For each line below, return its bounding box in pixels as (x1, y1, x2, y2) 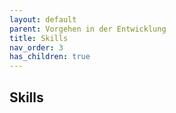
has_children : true (9, 52, 91, 62)
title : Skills (9, 33, 69, 43)
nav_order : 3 (9, 42, 64, 53)
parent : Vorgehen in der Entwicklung (9, 24, 167, 34)
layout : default (9, 14, 77, 25)
